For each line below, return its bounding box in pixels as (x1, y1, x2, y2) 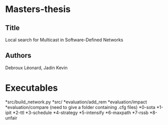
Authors (5, 51, 32, 60)
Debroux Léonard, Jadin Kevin (5, 64, 68, 71)
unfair (5, 114, 18, 121)
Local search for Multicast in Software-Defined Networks (5, 37, 124, 43)
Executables (5, 82, 58, 93)
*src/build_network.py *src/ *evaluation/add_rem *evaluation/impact (5, 99, 147, 105)
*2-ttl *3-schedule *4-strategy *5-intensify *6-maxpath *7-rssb (12, 109, 149, 115)
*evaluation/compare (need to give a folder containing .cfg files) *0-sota (5, 104, 155, 110)
